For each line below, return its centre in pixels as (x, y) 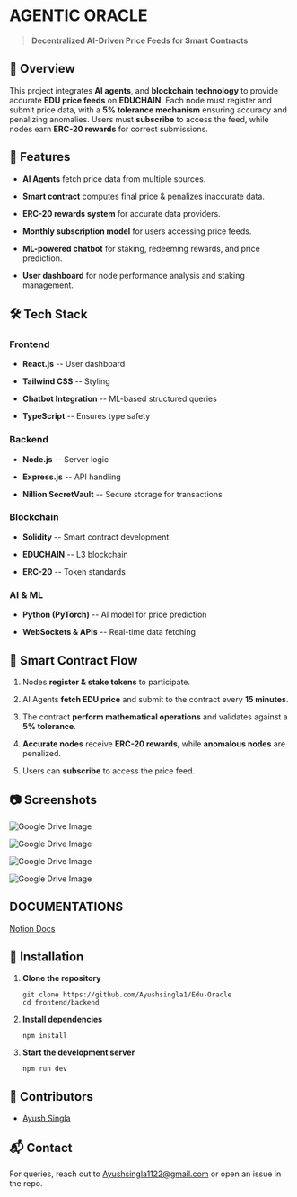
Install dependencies (62, 1019)
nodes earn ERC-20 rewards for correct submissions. (109, 129)
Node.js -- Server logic (66, 459)
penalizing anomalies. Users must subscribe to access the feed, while (139, 119)
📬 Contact (41, 1148)
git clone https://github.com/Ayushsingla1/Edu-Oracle (127, 995)
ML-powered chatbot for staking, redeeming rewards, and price (141, 248)
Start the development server (79, 1052)
